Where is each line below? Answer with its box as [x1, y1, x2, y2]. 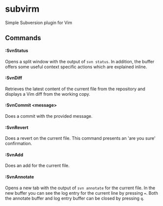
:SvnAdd [5, 152, 23, 157]
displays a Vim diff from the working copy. [5, 91, 91, 97]
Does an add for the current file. [5, 163, 70, 169]
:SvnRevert [5, 124, 28, 130]
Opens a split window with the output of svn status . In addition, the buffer [5, 58, 155, 64]
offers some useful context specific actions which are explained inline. [5, 64, 147, 70]
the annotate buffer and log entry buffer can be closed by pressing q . [5, 195, 144, 201]
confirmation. [5, 141, 32, 147]
